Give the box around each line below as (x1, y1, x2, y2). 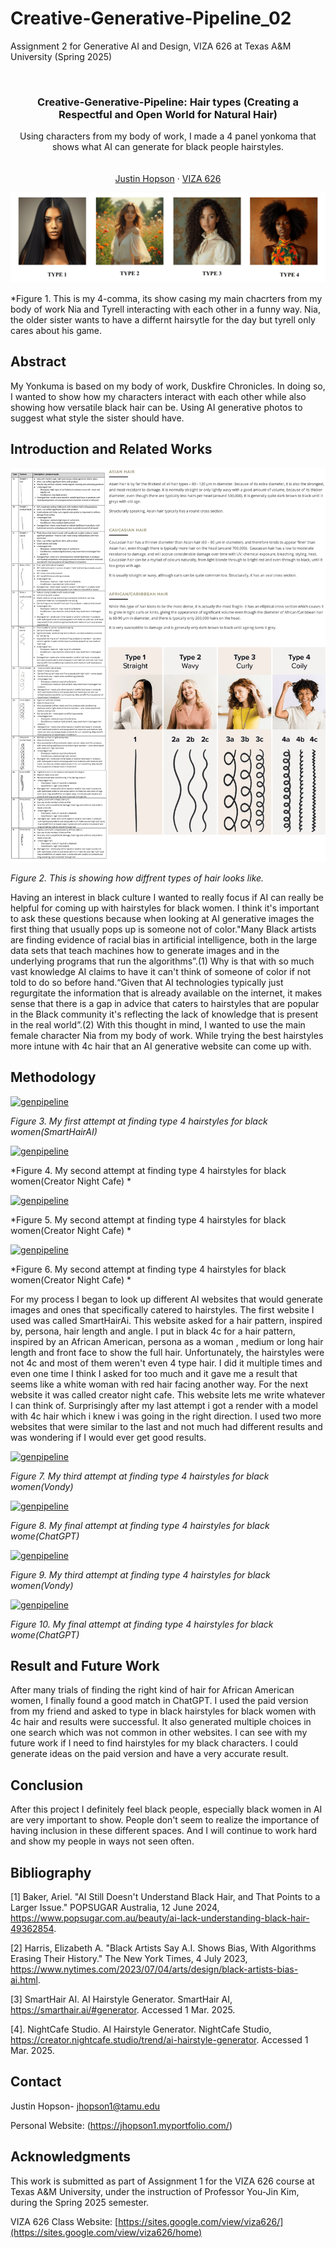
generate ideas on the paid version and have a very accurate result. (10, 1748, 289, 1760)
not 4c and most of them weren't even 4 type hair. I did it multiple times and (10, 1357, 323, 1369)
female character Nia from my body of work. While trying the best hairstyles (10, 1029, 324, 1041)
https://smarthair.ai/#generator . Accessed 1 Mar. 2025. (10, 2003, 236, 2016)
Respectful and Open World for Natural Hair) (58, 107, 278, 121)
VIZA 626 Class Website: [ (10, 2215, 119, 2227)
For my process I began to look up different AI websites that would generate (10, 1293, 323, 1305)
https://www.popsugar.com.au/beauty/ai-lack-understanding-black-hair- (10, 1912, 310, 1924)
